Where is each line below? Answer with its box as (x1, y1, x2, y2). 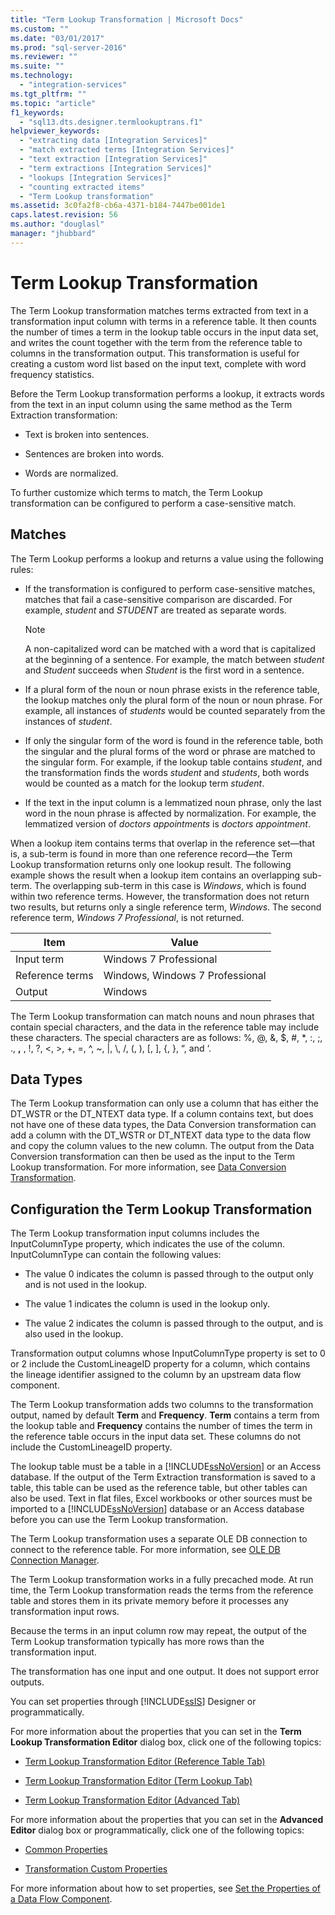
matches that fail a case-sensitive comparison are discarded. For (24, 593, 293, 605)
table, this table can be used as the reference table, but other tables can (10, 1482, 308, 1494)
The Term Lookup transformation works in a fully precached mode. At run (10, 1574, 314, 1586)
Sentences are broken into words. (24, 447, 165, 460)
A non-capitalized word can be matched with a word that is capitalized (24, 642, 316, 655)
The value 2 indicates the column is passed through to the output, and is (24, 1317, 324, 1330)
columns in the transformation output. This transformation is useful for (10, 347, 300, 359)
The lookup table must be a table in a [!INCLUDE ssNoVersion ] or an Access (10, 1461, 322, 1473)
